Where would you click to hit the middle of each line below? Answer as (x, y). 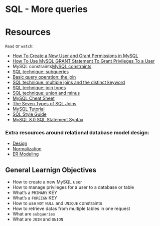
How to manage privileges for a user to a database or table (73, 187)
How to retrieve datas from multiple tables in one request (71, 208)
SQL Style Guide (29, 114)
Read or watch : (20, 46)
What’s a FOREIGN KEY (35, 198)
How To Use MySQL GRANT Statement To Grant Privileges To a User (84, 61)
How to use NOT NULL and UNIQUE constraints (57, 203)
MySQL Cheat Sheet (34, 98)
